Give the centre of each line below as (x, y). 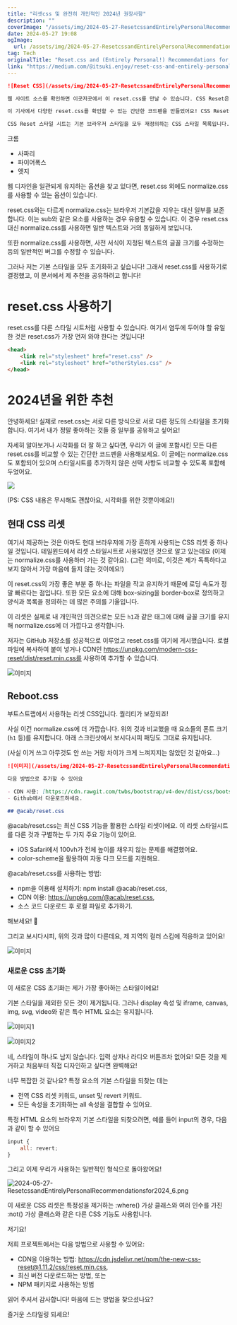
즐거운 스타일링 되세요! (38, 1314)
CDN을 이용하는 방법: (47, 1259)
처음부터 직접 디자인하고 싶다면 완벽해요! (81, 1066)
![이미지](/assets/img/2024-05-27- (57, 766)
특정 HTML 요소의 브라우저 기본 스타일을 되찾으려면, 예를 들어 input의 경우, (111, 1119)
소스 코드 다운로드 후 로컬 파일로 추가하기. (75, 906)
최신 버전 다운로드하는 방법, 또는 (62, 1276)
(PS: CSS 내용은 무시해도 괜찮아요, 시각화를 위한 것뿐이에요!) (91, 500)
